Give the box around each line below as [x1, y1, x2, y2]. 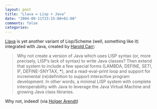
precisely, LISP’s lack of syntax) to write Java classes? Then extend [16, 58, 152, 64]
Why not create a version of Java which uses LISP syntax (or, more [16, 53, 151, 59]
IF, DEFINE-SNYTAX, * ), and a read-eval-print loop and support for [16, 68, 151, 74]
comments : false [5, 20, 38, 26]
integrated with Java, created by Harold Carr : [5, 44, 95, 49]
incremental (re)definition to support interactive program [16, 74, 130, 79]
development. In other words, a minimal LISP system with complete [16, 78, 151, 85]
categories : [5, 25, 29, 30]
